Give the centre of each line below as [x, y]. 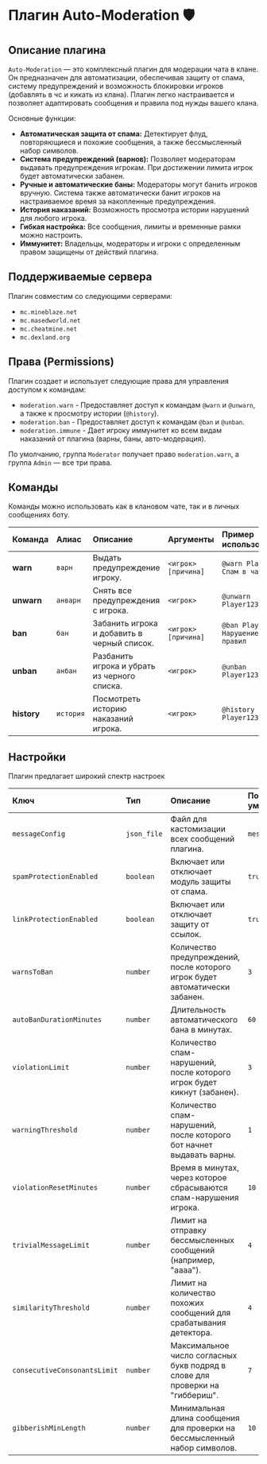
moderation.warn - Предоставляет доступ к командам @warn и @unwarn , [137, 405]
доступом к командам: [47, 389]
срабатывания [198, 1323]
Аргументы [191, 540]
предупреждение [126, 567]
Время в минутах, [205, 1168]
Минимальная [197, 1408]
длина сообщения [205, 1418]
